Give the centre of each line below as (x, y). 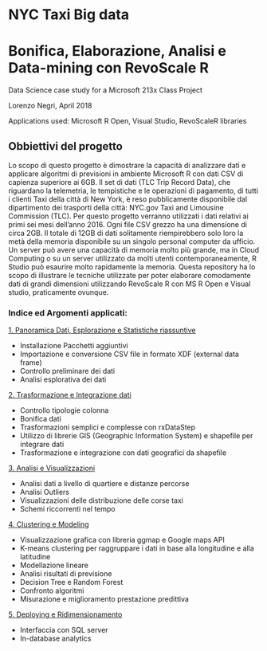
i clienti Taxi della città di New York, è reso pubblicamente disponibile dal (128, 199)
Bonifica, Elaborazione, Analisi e (118, 51)
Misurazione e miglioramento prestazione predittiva (104, 599)
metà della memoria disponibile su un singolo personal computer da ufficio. (132, 241)
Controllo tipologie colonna (64, 410)
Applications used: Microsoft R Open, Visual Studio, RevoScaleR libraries (128, 121)
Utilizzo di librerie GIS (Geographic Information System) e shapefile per (136, 436)
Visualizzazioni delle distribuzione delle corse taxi (101, 500)
